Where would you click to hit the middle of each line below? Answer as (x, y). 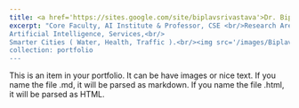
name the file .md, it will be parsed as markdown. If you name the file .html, (147, 85)
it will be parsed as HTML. (57, 95)
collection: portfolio (51, 50)
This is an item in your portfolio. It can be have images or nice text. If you (142, 75)
